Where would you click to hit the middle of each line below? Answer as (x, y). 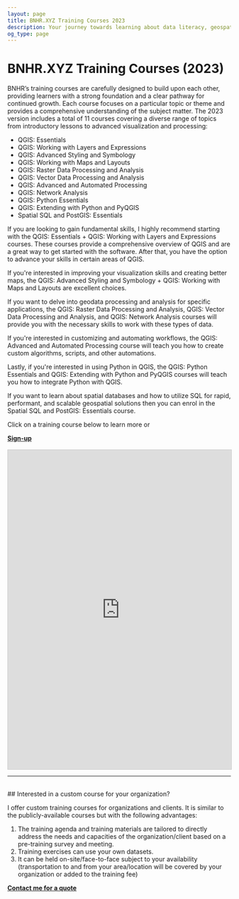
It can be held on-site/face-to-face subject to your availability (107, 859)
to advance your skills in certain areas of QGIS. (76, 259)
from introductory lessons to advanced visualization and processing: (107, 126)
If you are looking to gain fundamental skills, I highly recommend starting (114, 229)
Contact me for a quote (42, 888)
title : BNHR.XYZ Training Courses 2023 (66, 21)
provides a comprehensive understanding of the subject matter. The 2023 (115, 111)
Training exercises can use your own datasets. (85, 851)
